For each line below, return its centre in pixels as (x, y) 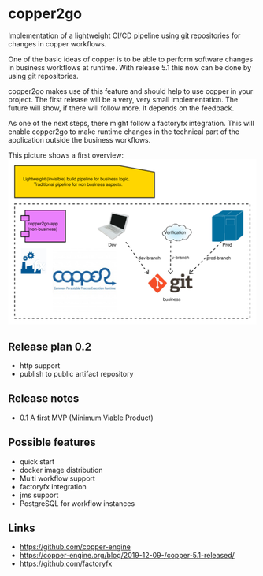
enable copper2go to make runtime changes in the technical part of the (124, 132)
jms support (39, 495)
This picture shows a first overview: (66, 155)
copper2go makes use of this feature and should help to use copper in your (131, 91)
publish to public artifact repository (76, 373)
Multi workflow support (57, 478)
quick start (37, 461)
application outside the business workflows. (80, 139)
